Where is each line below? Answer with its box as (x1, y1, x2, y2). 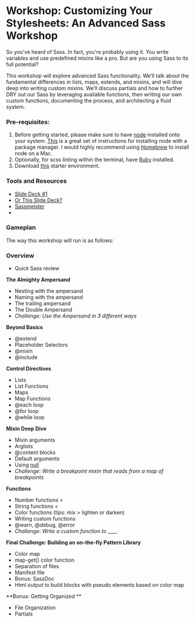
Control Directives (6, 365, 52, 372)
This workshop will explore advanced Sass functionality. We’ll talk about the (6, 72, 189, 79)
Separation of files (14, 563, 60, 570)
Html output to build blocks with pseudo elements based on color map (14, 582, 184, 589)
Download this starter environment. (14, 162, 100, 169)
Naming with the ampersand (14, 294, 83, 301)
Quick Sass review (14, 265, 60, 272)
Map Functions (14, 395, 51, 402)
